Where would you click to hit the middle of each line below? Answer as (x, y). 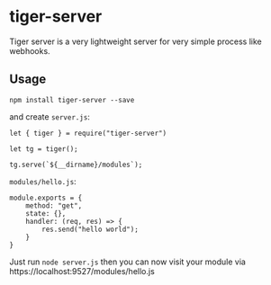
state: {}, (46, 213)
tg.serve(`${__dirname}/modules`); (76, 165)
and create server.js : (50, 116)
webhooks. (30, 50)
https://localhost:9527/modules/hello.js (82, 271)
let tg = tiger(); (44, 149)
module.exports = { (46, 198)
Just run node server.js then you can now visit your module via (127, 262)
